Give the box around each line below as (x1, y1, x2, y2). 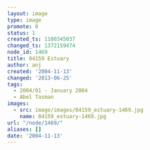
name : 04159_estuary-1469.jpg (19, 113, 107, 120)
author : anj (7, 62, 41, 68)
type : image (7, 17, 41, 24)
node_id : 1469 (7, 49, 48, 56)
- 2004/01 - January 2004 (13, 87, 88, 94)
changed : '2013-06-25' (7, 74, 73, 82)
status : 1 (7, 29, 36, 37)
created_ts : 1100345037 (7, 36, 76, 43)
